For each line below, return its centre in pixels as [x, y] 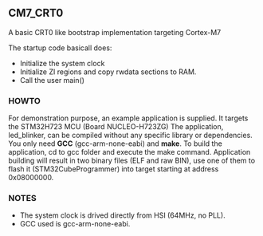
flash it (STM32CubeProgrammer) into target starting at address [114, 169]
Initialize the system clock [62, 63]
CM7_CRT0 [36, 13]
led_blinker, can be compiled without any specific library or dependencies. [130, 136]
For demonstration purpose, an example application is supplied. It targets [128, 118]
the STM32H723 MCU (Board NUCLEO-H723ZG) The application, [116, 127]
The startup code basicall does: [60, 48]
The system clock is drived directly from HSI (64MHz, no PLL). [122, 215]
